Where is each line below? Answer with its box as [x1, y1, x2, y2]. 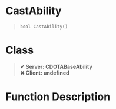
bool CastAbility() [19, 24, 68, 30]
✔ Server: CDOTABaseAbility [19, 63, 92, 70]
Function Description [5, 90, 111, 104]
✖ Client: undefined [19, 69, 69, 76]
